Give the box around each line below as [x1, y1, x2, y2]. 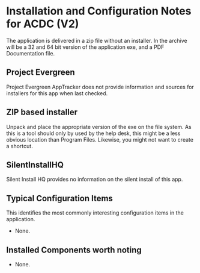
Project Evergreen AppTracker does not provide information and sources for [6, 83, 194, 90]
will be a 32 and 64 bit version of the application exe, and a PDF [6, 43, 165, 51]
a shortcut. [6, 142, 33, 149]
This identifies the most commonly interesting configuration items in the [6, 209, 184, 216]
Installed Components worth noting [6, 245, 142, 255]
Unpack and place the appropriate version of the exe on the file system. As [6, 123, 192, 130]
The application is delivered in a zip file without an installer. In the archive [6, 37, 187, 44]
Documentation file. [6, 49, 55, 57]
